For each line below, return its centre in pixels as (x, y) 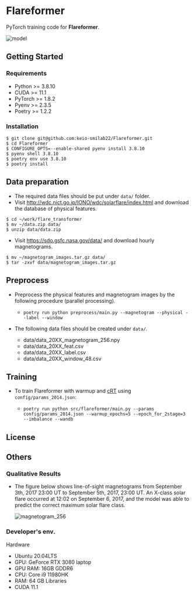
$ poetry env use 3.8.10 (36, 159)
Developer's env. (31, 532)
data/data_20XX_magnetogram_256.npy (72, 340)
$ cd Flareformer (27, 143)
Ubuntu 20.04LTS (36, 556)
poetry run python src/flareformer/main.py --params (89, 409)
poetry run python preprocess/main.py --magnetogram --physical (103, 312)
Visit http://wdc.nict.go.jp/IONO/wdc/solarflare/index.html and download (102, 202)
